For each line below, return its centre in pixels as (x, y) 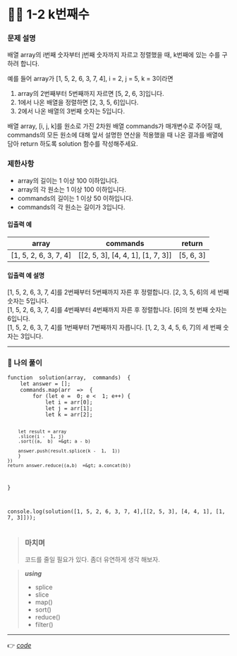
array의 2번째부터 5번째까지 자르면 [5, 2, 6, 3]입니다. (91, 94)
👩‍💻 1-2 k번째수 (48, 14)
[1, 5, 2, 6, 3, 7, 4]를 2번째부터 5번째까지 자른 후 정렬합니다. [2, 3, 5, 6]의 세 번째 (118, 292)
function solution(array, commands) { (69, 378)
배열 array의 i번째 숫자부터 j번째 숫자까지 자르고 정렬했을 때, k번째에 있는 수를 (114, 55)
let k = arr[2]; (69, 415)
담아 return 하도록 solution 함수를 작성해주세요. (73, 144)
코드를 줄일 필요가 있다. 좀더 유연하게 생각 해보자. (92, 559)
